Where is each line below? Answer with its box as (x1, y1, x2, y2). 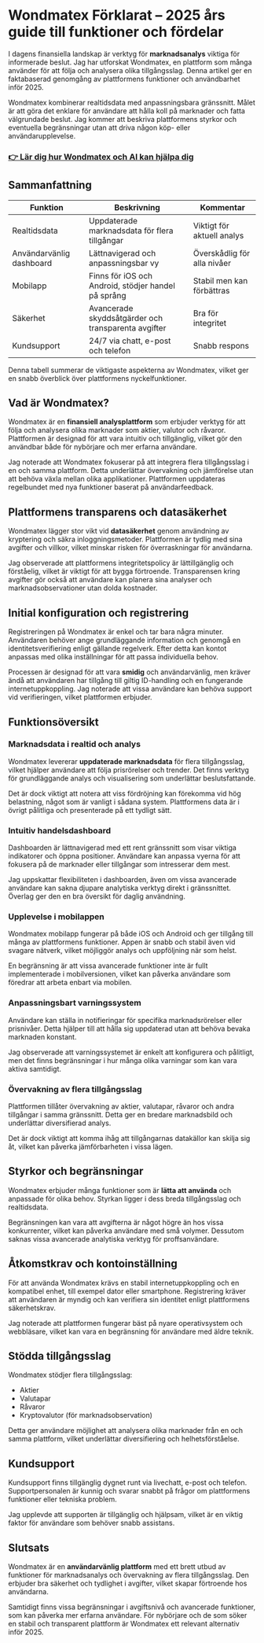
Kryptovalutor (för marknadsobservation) (19, 1411, 153, 1420)
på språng (89, 290, 127, 301)
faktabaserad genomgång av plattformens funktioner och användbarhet (8, 74, 241, 83)
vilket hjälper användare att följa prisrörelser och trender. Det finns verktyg (8, 765, 250, 774)
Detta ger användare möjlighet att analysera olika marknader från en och (8, 1426, 244, 1435)
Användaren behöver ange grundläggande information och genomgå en (8, 636, 241, 645)
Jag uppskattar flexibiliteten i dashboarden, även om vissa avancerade (8, 875, 237, 884)
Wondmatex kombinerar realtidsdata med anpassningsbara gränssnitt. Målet (8, 98, 255, 107)
